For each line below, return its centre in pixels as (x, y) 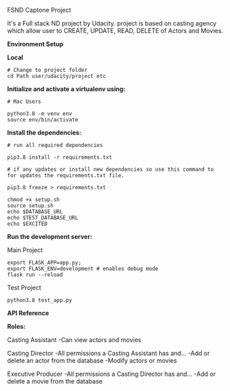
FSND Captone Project (39, 10)
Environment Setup (35, 44)
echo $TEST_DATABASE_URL (43, 218)
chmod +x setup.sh (33, 200)
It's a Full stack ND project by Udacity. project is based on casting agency (112, 23)
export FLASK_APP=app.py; (44, 263)
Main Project (25, 250)
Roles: (17, 326)
